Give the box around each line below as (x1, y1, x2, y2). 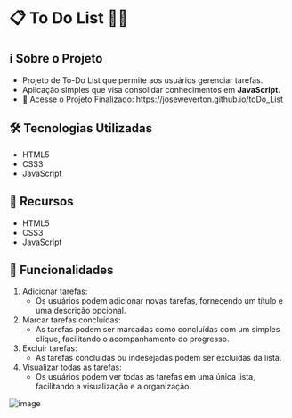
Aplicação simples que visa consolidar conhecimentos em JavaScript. (21, 85, 281, 95)
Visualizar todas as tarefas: (21, 362, 122, 372)
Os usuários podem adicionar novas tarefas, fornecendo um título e (35, 296, 283, 306)
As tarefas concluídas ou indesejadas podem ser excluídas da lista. (35, 353, 282, 364)
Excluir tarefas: (21, 343, 77, 354)
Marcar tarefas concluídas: (21, 314, 121, 325)
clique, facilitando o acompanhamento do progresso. (35, 333, 230, 345)
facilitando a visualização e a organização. (35, 381, 192, 392)
